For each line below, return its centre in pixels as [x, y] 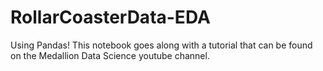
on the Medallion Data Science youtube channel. [110, 55]
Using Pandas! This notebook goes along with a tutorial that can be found [161, 45]
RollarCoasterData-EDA [110, 17]
